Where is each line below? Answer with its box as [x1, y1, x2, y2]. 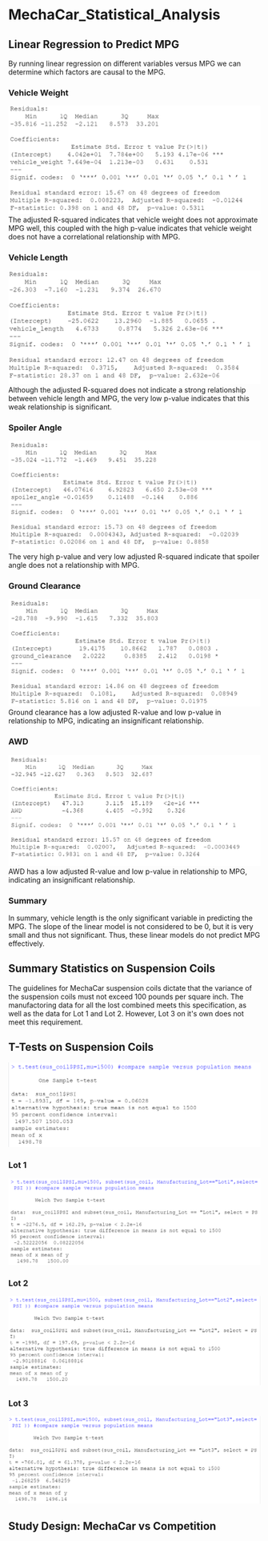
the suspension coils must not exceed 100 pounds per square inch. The [8, 992, 244, 1001]
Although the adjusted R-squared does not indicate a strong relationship [8, 384, 246, 394]
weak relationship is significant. [8, 402, 112, 412]
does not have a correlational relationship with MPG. [8, 231, 181, 241]
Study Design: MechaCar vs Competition [8, 1519, 217, 1533]
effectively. [8, 939, 46, 948]
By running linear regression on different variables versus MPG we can [8, 58, 242, 68]
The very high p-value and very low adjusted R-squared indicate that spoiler [8, 552, 260, 561]
